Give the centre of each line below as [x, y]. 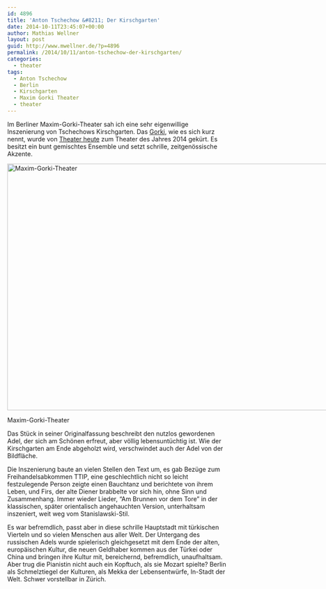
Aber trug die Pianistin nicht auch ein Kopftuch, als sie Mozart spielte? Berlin [117, 564]
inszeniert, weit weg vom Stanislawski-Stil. [69, 514]
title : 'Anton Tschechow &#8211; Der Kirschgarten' [84, 20]
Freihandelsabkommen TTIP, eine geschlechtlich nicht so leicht [98, 476]
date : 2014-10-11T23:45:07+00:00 [56, 26]
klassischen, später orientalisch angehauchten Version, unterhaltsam [106, 506]
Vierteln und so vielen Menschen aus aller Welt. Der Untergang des [104, 535]
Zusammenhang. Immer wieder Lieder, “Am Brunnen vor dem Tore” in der [112, 498]
